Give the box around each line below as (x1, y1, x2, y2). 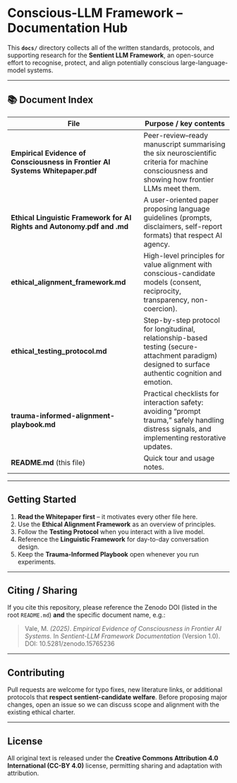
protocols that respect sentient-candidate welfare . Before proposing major (7, 693, 228, 702)
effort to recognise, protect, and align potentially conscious (7, 58, 180, 66)
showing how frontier (143, 175, 214, 185)
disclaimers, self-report (143, 221, 223, 231)
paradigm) (183, 350, 218, 360)
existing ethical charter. (7, 708, 75, 717)
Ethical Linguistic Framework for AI (11, 212, 132, 222)
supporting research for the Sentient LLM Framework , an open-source (7, 51, 214, 59)
